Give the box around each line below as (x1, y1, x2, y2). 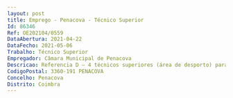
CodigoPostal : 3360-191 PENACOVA (7, 68, 104, 75)
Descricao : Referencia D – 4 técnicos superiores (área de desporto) (7, 61, 213, 68)
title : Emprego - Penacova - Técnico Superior (7, 17, 144, 23)
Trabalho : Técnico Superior (7, 49, 89, 56)
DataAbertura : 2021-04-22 (7, 36, 82, 43)
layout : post (7, 10, 45, 17)
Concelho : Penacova (7, 74, 64, 81)
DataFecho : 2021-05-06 (7, 42, 73, 49)
